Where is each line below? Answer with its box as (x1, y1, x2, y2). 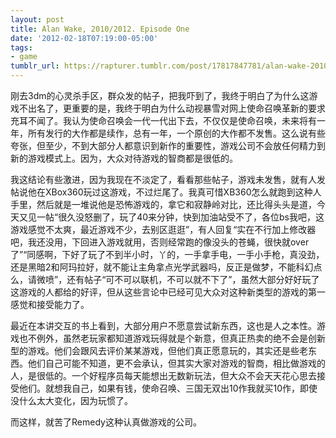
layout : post (10, 14, 65, 25)
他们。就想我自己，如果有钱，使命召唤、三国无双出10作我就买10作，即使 (18, 382, 318, 394)
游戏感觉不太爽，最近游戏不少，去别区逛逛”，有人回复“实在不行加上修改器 (10, 224, 317, 235)
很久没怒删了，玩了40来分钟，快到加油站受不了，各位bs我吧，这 (58, 211, 325, 223)
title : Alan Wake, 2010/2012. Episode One (10, 24, 190, 34)
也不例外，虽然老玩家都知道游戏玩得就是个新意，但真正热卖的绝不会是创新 (18, 332, 326, 344)
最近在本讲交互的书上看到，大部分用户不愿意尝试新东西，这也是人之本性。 (10, 320, 317, 331)
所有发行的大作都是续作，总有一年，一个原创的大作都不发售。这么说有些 (27, 127, 326, 139)
